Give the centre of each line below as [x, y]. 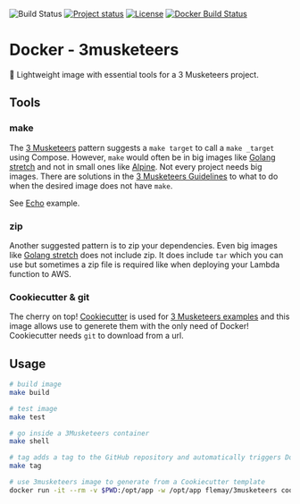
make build [29, 392]
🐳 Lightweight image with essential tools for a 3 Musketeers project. [134, 74]
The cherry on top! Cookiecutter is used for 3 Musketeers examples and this [150, 316]
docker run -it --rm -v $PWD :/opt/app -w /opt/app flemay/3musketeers [143, 490]
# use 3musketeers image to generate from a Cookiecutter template [137, 483]
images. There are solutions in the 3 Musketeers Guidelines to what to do [144, 176]
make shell [29, 441]
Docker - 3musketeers [94, 50]
